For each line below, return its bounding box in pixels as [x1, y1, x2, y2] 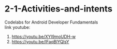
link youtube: [4, 24, 30, 30]
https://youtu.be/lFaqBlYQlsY [11, 38, 70, 44]
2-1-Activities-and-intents [4, 3, 113, 14]
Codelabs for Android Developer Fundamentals [4, 19, 98, 25]
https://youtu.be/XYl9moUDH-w [11, 34, 76, 39]
